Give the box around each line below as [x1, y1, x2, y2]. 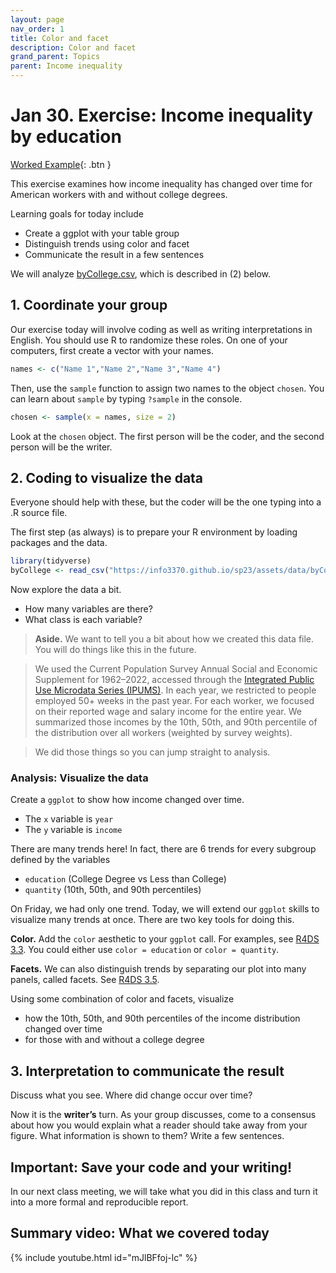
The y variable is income [24, 824, 123, 836]
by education [10, 126, 122, 148]
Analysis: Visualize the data [10, 771, 149, 785]
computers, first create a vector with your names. [10, 344, 214, 356]
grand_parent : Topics [10, 52, 101, 62]
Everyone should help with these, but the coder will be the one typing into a [10, 496, 322, 508]
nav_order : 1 [10, 24, 65, 34]
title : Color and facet [10, 33, 110, 43]
